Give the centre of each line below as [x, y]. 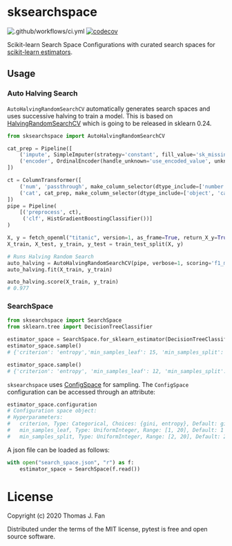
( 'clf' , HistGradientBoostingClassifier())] [88, 219]
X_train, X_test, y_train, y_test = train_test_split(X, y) [96, 244]
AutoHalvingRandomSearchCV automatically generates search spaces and [109, 109]
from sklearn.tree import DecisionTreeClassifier [80, 327]
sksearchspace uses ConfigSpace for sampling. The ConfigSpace [98, 384]
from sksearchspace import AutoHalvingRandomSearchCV [86, 136]
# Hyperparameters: [35, 417]
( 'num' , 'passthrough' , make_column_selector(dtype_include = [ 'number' [123, 186]
